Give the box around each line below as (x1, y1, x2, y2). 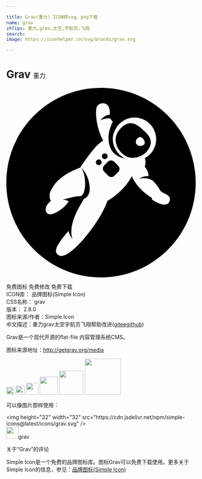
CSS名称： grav (6, 298, 46, 306)
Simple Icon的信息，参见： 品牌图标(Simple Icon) (6, 466, 126, 473)
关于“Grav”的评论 (6, 446, 49, 453)
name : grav (6, 19, 34, 26)
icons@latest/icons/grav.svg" (6, 420, 79, 427)
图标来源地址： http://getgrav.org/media (6, 347, 104, 354)
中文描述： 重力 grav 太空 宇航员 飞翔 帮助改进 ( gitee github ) (6, 321, 144, 328)
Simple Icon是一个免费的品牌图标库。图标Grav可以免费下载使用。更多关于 (6, 459, 189, 466)
